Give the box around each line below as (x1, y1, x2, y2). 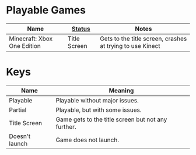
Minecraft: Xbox (9, 35, 53, 43)
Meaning (108, 86, 134, 94)
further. (55, 122, 77, 130)
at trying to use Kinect (100, 42, 160, 50)
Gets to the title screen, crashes (100, 35, 187, 43)
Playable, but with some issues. (55, 106, 142, 114)
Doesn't (9, 132, 31, 140)
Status (72, 25, 90, 33)
